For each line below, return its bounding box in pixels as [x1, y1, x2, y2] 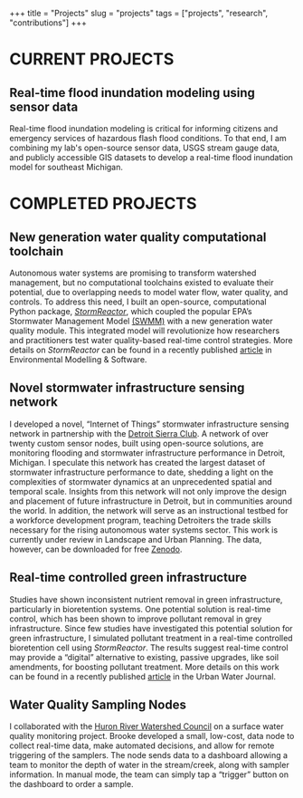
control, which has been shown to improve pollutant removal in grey [9, 613, 262, 624]
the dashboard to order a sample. [9, 779, 134, 790]
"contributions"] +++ [9, 17, 88, 28]
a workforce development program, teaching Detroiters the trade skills [9, 514, 271, 525]
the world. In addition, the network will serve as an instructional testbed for [9, 505, 289, 515]
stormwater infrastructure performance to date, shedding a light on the [9, 466, 274, 477]
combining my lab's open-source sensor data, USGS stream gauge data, [9, 142, 280, 153]
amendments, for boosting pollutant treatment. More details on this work [9, 661, 279, 672]
